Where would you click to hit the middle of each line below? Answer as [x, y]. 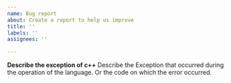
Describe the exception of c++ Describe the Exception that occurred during [115, 65]
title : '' [21, 26]
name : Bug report [32, 13]
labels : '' [23, 33]
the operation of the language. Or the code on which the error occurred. [110, 73]
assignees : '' [28, 39]
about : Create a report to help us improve [71, 20]
